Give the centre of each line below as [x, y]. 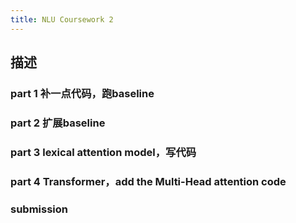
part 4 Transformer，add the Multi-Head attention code [148, 181]
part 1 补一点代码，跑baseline [82, 93]
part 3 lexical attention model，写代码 [103, 152]
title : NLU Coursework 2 [62, 19]
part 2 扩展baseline [58, 123]
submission [39, 209]
